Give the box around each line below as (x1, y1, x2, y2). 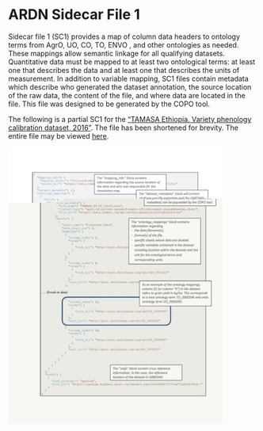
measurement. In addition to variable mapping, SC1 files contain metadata (8, 74, 250, 83)
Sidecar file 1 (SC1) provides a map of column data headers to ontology (8, 32, 240, 41)
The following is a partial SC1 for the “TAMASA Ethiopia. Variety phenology (8, 114, 252, 124)
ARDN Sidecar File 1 (8, 6, 140, 24)
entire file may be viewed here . (8, 131, 109, 140)
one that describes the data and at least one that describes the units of (8, 65, 240, 74)
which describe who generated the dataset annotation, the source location (8, 82, 252, 92)
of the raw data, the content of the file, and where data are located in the (8, 90, 246, 100)
